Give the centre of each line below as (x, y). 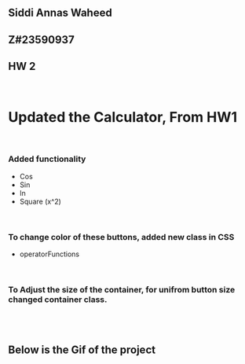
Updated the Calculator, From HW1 (123, 117)
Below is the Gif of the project (82, 349)
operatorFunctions (49, 254)
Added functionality (47, 159)
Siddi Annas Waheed (60, 13)
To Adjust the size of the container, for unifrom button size (122, 290)
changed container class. (58, 300)
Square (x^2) (40, 201)
